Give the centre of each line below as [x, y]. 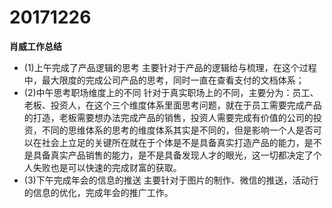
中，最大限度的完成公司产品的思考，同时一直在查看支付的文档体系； [164, 80]
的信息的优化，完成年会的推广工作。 [98, 192]
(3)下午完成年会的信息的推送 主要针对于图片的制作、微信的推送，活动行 [171, 180]
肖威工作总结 [35, 46]
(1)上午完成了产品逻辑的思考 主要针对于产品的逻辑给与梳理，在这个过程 [170, 67]
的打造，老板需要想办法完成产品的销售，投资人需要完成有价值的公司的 [168, 117]
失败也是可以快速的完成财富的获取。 [107, 167]
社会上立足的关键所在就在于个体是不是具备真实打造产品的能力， [173, 142]
